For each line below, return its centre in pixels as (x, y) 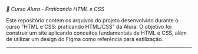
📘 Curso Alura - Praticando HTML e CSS (55, 9)
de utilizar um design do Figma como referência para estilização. (85, 39)
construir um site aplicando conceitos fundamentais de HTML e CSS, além (96, 33)
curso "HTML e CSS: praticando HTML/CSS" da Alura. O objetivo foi (89, 27)
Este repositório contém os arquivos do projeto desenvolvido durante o (92, 20)
